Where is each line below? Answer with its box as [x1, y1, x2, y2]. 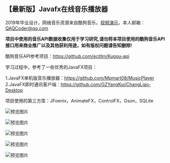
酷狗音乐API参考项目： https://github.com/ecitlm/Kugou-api [5, 53, 130, 59]
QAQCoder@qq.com [5, 25, 48, 31]
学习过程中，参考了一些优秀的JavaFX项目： [5, 64, 98, 70]
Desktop [5, 87, 23, 93]
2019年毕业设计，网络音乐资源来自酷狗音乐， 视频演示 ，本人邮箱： [5, 19, 145, 26]
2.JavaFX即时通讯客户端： [5, 81, 61, 87]
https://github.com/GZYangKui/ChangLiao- [60, 81, 151, 87]
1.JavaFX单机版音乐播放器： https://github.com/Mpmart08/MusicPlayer [5, 75, 155, 81]
